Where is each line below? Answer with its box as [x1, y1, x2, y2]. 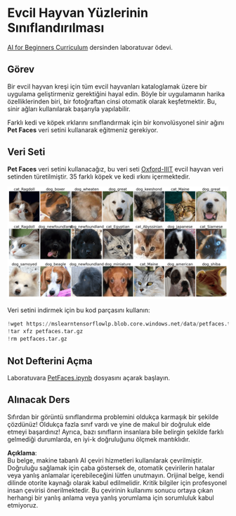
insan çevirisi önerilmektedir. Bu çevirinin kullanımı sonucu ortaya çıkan [7, 486, 214, 494]
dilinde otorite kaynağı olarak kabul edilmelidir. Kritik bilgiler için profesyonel [7, 478, 227, 486]
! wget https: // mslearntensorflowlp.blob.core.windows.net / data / [7, 321, 199, 328]
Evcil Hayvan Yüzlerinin [7, 5, 149, 21]
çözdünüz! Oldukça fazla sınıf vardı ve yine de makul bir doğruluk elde [7, 420, 211, 428]
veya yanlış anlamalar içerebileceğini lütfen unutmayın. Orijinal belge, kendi [7, 471, 225, 479]
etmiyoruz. [7, 501, 39, 509]
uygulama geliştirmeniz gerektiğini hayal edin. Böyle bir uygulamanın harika [7, 89, 225, 98]
